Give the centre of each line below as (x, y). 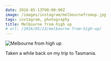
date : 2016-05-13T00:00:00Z (35, 10)
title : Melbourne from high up (39, 24)
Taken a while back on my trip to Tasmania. (51, 53)
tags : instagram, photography (38, 19)
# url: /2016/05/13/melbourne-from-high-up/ (53, 29)
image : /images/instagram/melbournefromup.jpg (56, 15)
